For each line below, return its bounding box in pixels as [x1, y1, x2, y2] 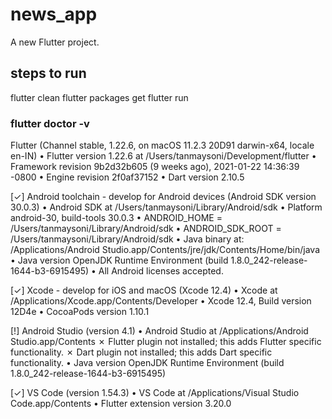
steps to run [10, 65, 87, 82]
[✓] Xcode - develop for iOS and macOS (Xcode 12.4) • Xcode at [10, 284, 278, 297]
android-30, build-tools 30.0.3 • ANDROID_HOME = [10, 212, 223, 224]
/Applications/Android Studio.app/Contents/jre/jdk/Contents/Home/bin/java [10, 244, 321, 256]
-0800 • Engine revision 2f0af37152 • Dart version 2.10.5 [10, 171, 245, 183]
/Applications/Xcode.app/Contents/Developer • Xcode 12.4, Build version [10, 295, 312, 307]
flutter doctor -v [10, 116, 90, 130]
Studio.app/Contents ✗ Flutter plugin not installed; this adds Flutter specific [10, 336, 322, 348]
